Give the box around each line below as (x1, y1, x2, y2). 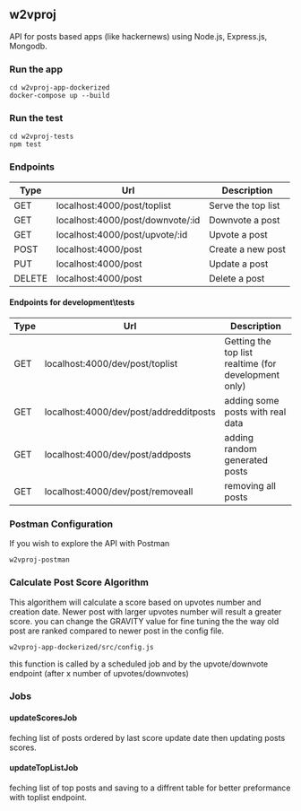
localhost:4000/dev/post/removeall (44, 484, 193, 497)
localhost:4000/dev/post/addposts (44, 448, 192, 460)
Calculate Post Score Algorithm (9, 576, 150, 589)
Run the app (9, 63, 63, 75)
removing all (224, 479, 276, 492)
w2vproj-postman (9, 555, 70, 564)
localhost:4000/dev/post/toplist (44, 357, 178, 370)
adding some (224, 394, 279, 406)
